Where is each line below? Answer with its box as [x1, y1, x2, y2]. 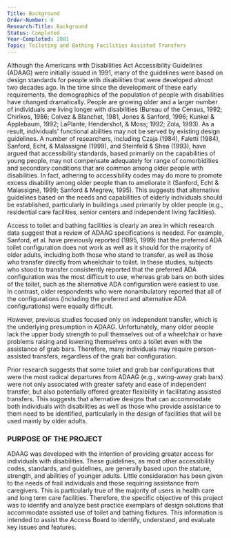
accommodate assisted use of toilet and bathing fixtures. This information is [7, 508, 223, 517]
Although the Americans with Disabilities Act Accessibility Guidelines [7, 61, 203, 69]
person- [193, 345, 217, 353]
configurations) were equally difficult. [7, 302, 114, 310]
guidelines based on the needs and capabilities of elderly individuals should [7, 193, 223, 201]
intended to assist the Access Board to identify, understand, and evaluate [7, 516, 216, 524]
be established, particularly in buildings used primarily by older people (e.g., [7, 201, 223, 209]
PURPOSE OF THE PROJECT [7, 434, 103, 443]
